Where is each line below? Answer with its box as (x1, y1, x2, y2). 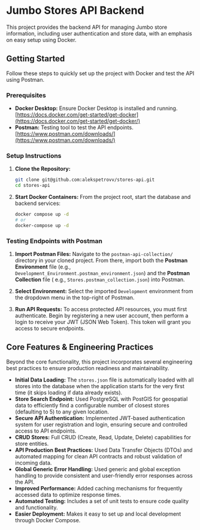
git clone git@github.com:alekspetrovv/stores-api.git (14, 177, 155, 183)
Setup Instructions (6, 151, 62, 160)
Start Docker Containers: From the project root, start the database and (14, 193, 191, 201)
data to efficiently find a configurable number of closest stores (14, 401, 169, 409)
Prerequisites (6, 91, 46, 99)
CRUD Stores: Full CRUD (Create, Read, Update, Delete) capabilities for (14, 433, 192, 440)
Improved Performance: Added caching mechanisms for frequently (14, 484, 183, 492)
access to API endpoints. (14, 427, 77, 434)
